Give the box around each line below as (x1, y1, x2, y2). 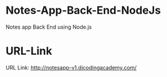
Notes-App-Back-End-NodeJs (5, 4, 161, 17)
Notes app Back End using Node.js (5, 23, 92, 30)
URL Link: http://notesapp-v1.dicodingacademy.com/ (5, 64, 137, 71)
